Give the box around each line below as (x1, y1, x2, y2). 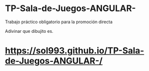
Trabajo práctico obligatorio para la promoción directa (5, 19, 113, 25)
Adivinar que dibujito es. (5, 28, 54, 34)
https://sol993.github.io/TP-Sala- (5, 45, 144, 56)
